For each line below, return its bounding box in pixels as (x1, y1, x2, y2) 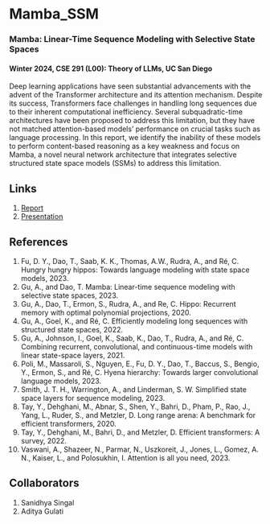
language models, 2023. (20, 376, 102, 386)
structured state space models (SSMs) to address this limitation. (9, 159, 222, 168)
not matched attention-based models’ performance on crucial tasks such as (9, 124, 260, 134)
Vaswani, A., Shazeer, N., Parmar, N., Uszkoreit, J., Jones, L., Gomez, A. (20, 444, 260, 454)
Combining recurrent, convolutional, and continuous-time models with (20, 341, 253, 351)
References (9, 235, 68, 249)
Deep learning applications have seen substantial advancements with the (9, 81, 252, 91)
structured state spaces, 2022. (20, 324, 124, 334)
